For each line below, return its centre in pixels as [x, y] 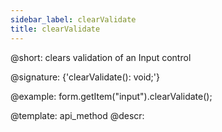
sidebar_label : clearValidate [73, 19]
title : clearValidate [55, 29]
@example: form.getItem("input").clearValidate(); [111, 96]
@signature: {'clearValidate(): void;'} [85, 77]
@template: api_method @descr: [77, 115]
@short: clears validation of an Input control [101, 57]
